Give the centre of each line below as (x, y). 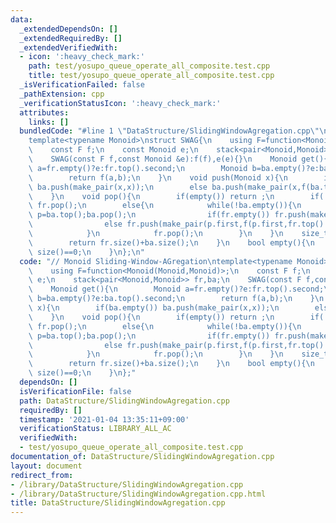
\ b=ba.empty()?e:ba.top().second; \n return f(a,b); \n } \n (176, 299)
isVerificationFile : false (75, 391)
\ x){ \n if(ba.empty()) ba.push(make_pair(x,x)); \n (154, 308)
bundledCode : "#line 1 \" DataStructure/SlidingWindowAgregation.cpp (165, 131)
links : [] (49, 122)
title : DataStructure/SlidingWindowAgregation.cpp (118, 503)
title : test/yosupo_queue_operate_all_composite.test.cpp (151, 76)
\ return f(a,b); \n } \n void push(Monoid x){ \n (158, 177)
